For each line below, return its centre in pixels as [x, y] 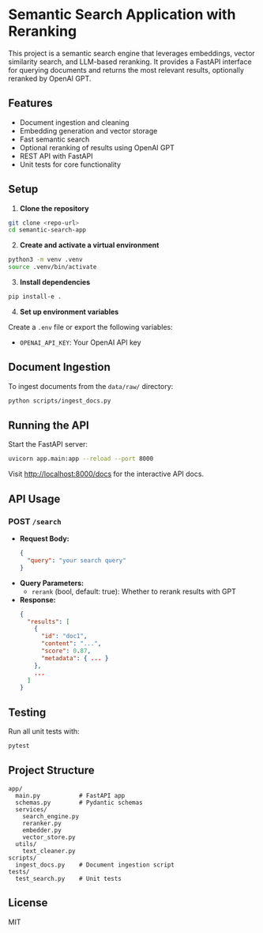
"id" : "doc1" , [64, 636]
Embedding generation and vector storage [88, 130]
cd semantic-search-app [47, 230]
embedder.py [42, 830]
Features [30, 103]
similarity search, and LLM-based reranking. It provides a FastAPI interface [130, 62]
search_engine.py [51, 816]
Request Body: [44, 538]
